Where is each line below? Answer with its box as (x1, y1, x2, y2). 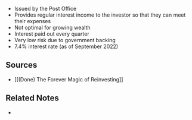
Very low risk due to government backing (14, 37, 116, 43)
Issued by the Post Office (14, 5, 77, 12)
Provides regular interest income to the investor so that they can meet (14, 11, 186, 18)
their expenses (14, 18, 51, 24)
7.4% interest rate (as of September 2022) (14, 43, 119, 50)
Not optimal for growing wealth (14, 24, 91, 31)
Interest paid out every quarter (14, 30, 90, 37)
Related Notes (5, 93, 59, 103)
